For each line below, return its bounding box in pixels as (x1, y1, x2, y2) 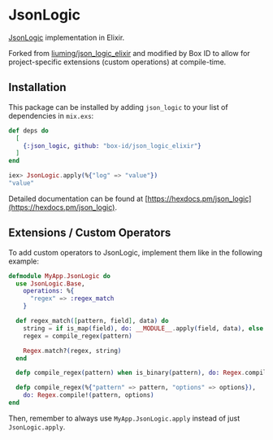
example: (8, 256, 39, 266)
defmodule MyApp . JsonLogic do (8, 272, 111, 280)
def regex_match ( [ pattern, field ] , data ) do (15, 317, 169, 325)
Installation (8, 81, 67, 94)
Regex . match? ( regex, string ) (23, 346, 122, 355)
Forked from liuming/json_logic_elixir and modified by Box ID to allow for (8, 48, 250, 58)
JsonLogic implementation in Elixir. (8, 33, 125, 42)
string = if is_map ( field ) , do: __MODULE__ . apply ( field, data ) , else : (23, 324, 267, 333)
